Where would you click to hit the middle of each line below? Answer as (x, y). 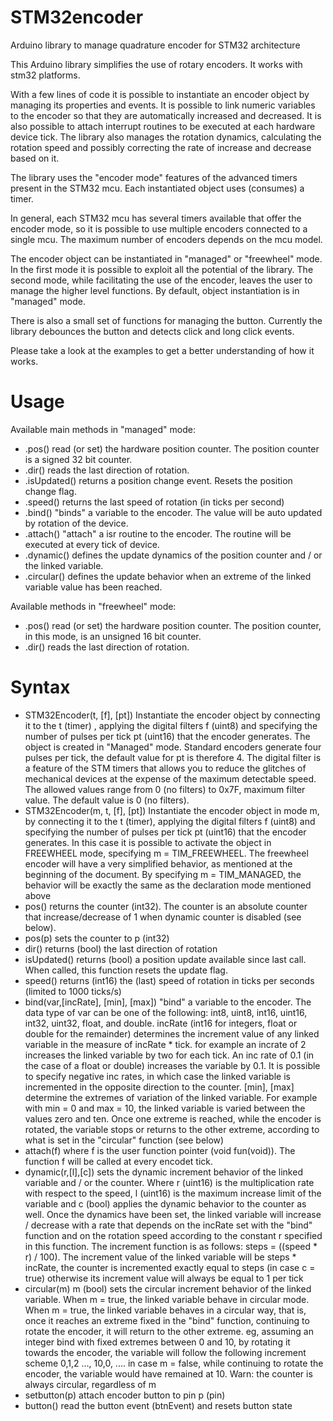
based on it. (35, 158)
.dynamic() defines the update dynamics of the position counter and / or (173, 555)
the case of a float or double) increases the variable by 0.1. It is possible (172, 1065)
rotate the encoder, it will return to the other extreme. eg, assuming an (169, 1331)
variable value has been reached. (93, 587)
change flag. (50, 491)
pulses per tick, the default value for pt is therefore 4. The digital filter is (173, 757)
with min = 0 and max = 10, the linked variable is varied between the (165, 1108)
